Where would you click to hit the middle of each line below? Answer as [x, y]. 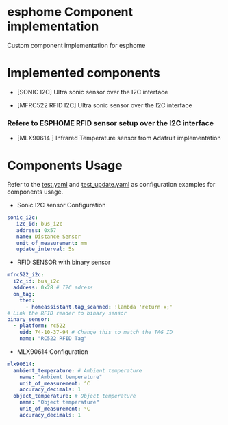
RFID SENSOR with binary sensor [64, 262]
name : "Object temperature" [59, 402]
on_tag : [24, 294]
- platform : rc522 [40, 326]
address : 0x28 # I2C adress [53, 288]
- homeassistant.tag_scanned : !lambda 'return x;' [99, 307]
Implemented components [84, 73]
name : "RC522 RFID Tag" [53, 339]
